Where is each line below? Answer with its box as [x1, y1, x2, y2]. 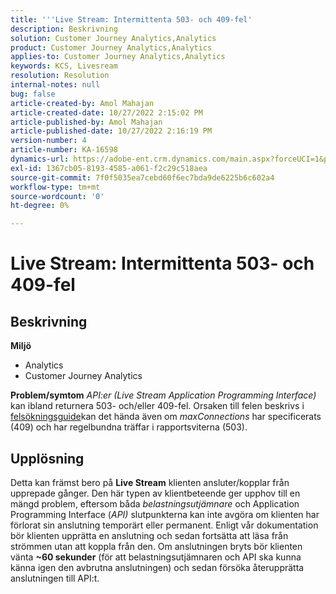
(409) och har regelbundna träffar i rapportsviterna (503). [10, 421, 248, 433]
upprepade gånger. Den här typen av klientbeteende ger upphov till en [10, 487, 301, 499]
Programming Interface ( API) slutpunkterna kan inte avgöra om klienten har [10, 508, 320, 520]
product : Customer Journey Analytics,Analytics [10, 42, 213, 53]
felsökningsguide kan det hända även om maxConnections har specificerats [10, 411, 322, 423]
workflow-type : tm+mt [10, 182, 101, 192]
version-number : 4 [10, 136, 87, 146]
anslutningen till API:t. [10, 572, 100, 584]
